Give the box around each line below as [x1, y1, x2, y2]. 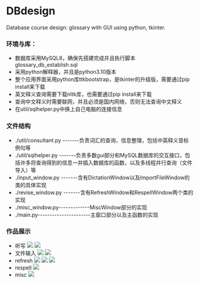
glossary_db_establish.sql [14, 61, 78, 69]
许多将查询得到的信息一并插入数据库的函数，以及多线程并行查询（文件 [20, 159, 192, 166]
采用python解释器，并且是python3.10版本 [14, 69, 117, 76]
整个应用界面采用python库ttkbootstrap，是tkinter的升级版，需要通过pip [14, 76, 190, 83]
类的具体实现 [14, 181, 46, 188]
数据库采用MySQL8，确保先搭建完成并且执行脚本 [14, 55, 136, 62]
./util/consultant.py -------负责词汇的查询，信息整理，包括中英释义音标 [14, 136, 189, 144]
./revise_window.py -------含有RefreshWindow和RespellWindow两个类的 [14, 189, 194, 196]
